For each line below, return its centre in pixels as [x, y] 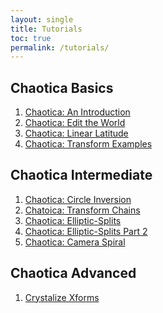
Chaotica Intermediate [81, 175]
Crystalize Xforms [62, 297]
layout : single [42, 19]
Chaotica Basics [62, 87]
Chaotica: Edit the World [75, 123]
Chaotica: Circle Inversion [78, 199]
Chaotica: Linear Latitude [76, 133]
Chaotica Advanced [73, 273]
